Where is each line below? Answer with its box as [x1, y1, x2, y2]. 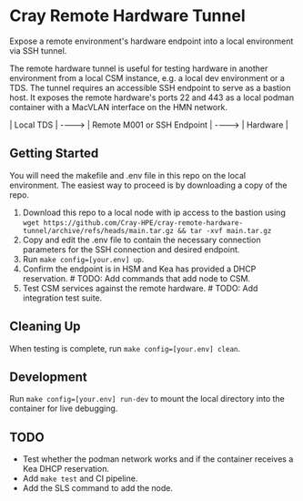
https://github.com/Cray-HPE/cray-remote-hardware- [43, 218, 244, 228]
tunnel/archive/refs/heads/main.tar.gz [22, 226, 175, 235]
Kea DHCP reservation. [22, 464, 109, 475]
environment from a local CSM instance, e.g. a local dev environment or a [9, 72, 285, 83]
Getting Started [9, 146, 99, 161]
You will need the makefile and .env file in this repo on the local [9, 169, 247, 180]
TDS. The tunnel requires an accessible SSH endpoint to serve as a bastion [9, 82, 291, 93]
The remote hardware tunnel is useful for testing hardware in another [9, 63, 268, 74]
